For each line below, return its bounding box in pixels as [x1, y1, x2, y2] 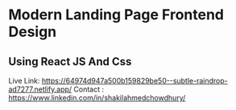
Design [8, 22, 57, 41]
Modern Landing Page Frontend [8, 6, 224, 24]
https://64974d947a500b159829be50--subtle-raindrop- [41, 76, 228, 85]
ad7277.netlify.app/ [8, 84, 72, 94]
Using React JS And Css [8, 55, 132, 68]
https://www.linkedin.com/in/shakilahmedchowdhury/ [8, 93, 186, 102]
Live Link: [8, 76, 40, 85]
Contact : [73, 84, 105, 94]
